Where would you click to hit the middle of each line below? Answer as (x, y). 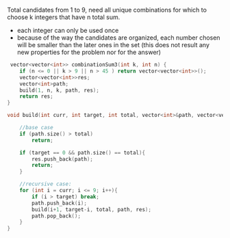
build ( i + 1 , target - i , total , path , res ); (92, 209)
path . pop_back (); (56, 216)
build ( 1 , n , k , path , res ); (59, 90)
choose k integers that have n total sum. (64, 17)
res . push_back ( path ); (63, 159)
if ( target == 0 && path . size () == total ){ (82, 153)
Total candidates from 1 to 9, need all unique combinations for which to (107, 10)
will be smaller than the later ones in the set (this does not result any (113, 45)
